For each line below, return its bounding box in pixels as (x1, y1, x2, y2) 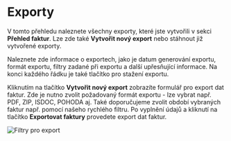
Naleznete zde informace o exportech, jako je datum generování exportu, (7, 55, 216, 63)
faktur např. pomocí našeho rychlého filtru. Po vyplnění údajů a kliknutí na (7, 105, 218, 113)
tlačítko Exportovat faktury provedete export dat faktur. (7, 112, 167, 121)
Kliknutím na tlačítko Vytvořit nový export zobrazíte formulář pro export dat (7, 83, 224, 91)
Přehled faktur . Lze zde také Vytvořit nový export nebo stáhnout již (7, 34, 203, 42)
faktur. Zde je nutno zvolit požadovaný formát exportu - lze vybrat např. (7, 91, 212, 99)
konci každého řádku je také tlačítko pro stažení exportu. (7, 70, 169, 78)
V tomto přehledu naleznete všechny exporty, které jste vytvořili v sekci (7, 27, 212, 35)
